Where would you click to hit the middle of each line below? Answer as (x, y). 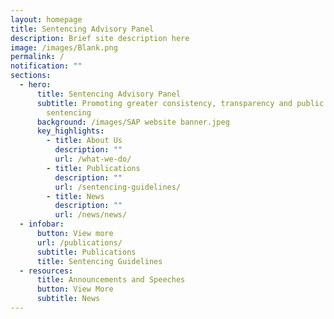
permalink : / (37, 57)
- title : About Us (84, 141)
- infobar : (42, 224)
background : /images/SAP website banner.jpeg (133, 122)
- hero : (35, 85)
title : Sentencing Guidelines (99, 261)
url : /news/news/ (91, 215)
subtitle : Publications (86, 252)
